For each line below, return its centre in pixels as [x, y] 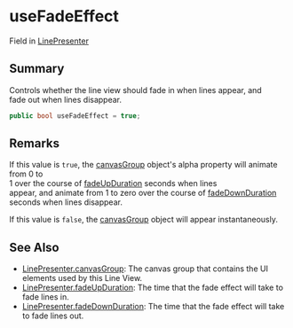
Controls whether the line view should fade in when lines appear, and [135, 90]
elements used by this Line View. [82, 278]
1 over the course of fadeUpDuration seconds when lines [113, 184]
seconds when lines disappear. [66, 202]
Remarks [35, 144]
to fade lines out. [53, 316]
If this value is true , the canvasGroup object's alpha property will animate [143, 165]
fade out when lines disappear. [66, 99]
